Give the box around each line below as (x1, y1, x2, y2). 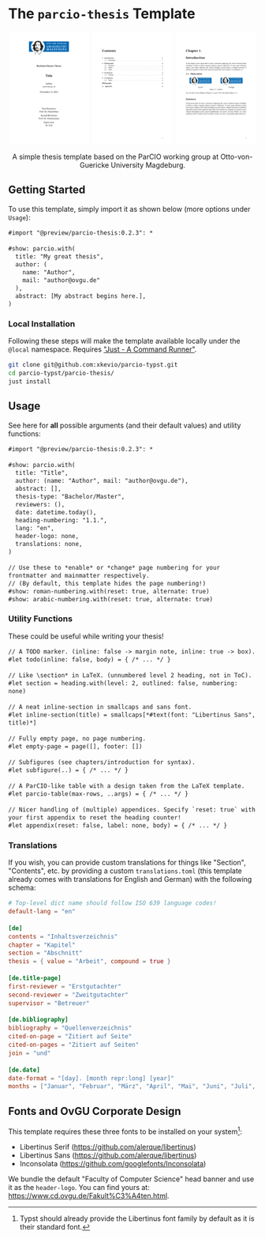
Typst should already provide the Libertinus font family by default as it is (19, 1214, 255, 1223)
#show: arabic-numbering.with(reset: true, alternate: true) (8, 595, 214, 603)
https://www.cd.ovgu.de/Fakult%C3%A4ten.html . (8, 1191, 170, 1200)
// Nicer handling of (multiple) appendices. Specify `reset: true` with (8, 805, 256, 814)
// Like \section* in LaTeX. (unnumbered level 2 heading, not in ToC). (8, 671, 252, 680)
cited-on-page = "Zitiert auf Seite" (8, 1033, 132, 1041)
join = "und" (8, 1049, 51, 1057)
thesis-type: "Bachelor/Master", (15, 492, 125, 500)
